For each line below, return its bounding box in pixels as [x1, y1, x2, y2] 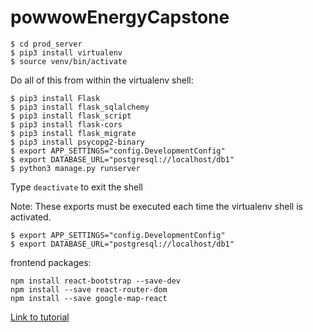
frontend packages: [10, 256, 92, 268]
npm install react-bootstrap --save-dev [10, 276, 182, 286]
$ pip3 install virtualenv [10, 47, 123, 58]
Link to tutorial [10, 311, 70, 323]
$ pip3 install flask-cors [10, 119, 123, 130]
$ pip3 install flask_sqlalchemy [10, 102, 150, 112]
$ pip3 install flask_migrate [10, 128, 137, 138]
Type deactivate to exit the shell [10, 181, 143, 193]
